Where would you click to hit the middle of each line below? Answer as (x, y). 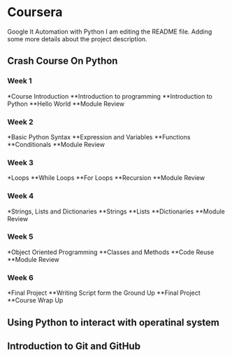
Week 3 (20, 162)
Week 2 (20, 122)
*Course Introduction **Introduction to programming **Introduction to (110, 96)
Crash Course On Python (63, 61)
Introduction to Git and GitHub (74, 346)
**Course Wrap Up (35, 300)
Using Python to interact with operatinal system (114, 322)
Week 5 (20, 237)
